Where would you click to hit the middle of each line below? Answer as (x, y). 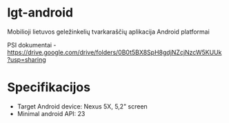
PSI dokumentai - (32, 45)
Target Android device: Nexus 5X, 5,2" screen (82, 106)
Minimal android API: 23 (51, 113)
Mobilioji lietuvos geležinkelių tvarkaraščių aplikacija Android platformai (109, 32)
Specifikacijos (49, 88)
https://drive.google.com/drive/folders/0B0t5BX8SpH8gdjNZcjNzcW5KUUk (114, 52)
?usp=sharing (27, 59)
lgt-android (40, 13)
